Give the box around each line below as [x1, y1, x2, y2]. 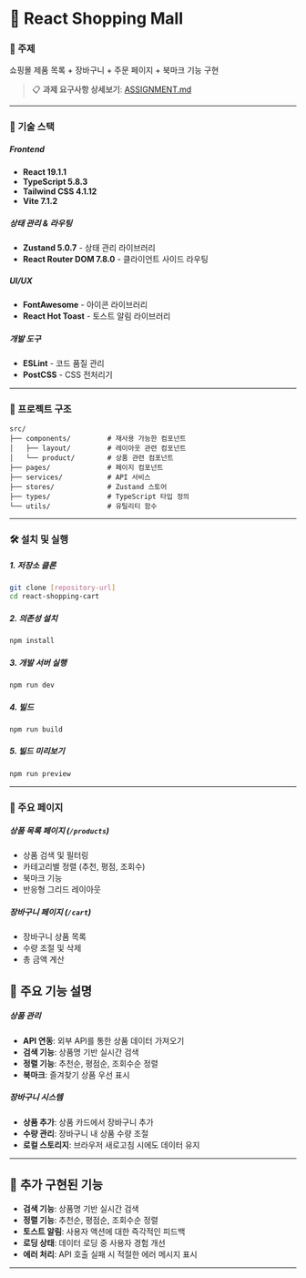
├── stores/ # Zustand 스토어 [9, 482, 168, 491]
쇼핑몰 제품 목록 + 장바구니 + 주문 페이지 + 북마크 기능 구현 [9, 65, 219, 76]
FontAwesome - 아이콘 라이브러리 [22, 300, 148, 311]
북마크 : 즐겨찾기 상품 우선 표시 [22, 1069, 130, 1080]
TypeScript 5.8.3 [22, 177, 88, 188]
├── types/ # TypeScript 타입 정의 [9, 492, 189, 501]
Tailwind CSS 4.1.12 [22, 186, 97, 197]
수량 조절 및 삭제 [22, 943, 82, 954]
